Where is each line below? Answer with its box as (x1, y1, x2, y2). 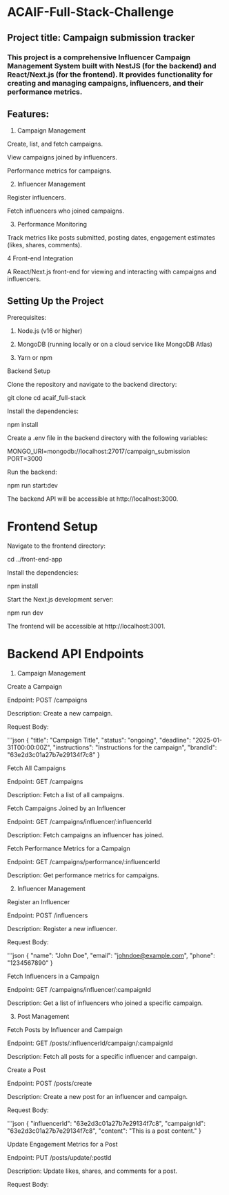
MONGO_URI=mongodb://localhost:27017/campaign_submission (7, 447, 190, 456)
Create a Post (7, 1066, 46, 1074)
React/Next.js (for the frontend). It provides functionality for (7, 70, 213, 79)
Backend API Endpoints (7, 647, 144, 662)
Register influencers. (7, 193, 66, 202)
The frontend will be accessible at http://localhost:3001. (7, 622, 166, 631)
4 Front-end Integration (7, 254, 74, 262)
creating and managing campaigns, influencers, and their (7, 78, 204, 88)
